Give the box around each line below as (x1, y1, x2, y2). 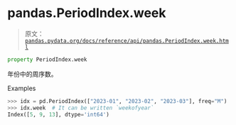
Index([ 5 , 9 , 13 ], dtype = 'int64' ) (7, 111, 110, 118)
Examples (7, 84, 36, 92)
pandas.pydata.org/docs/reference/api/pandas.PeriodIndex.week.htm (24, 37, 229, 44)
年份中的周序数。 (7, 70, 58, 78)
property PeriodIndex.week (7, 55, 87, 63)
